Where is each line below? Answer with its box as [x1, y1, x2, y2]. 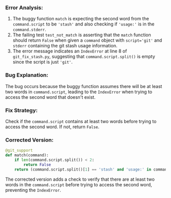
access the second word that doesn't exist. [5, 94, 96, 100]
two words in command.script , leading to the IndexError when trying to [5, 89, 153, 95]
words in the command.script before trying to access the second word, [5, 181, 152, 187]
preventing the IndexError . [5, 187, 61, 193]
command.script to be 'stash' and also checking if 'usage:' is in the [12, 21, 155, 27]
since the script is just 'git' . [12, 59, 73, 65]
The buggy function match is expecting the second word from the [12, 16, 149, 22]
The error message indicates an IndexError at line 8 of [12, 48, 127, 54]
